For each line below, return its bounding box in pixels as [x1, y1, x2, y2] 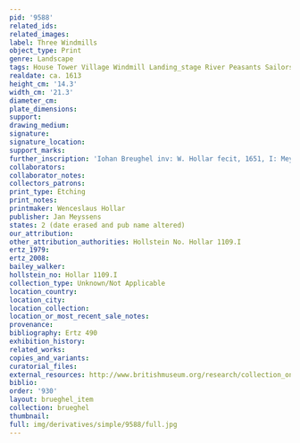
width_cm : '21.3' [9, 88, 74, 96]
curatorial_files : [9, 362, 78, 371]
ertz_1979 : [9, 246, 50, 255]
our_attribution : [9, 229, 74, 238]
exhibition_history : [9, 337, 87, 346]
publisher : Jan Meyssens [9, 212, 102, 221]
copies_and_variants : [9, 354, 90, 363]
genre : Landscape [9, 54, 74, 63]
